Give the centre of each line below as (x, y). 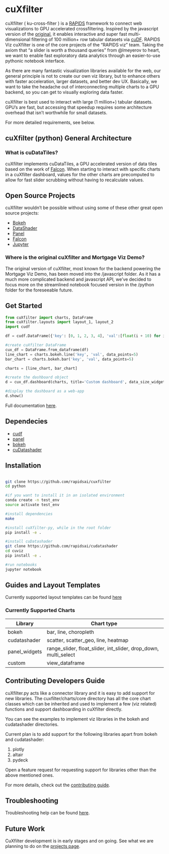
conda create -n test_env (32, 500)
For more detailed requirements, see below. (50, 122)
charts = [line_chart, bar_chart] (41, 368)
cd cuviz (14, 551)
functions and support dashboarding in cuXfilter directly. (64, 709)
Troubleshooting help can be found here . (48, 813)
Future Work (25, 828)
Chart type (104, 623)
